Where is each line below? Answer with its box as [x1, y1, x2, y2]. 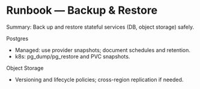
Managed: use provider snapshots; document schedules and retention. [14, 46, 190, 54]
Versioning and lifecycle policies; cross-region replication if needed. [14, 76, 184, 83]
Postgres [6, 35, 29, 42]
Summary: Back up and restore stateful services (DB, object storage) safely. [6, 23, 194, 30]
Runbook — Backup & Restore [6, 4, 158, 17]
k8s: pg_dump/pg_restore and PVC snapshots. [14, 53, 130, 60]
